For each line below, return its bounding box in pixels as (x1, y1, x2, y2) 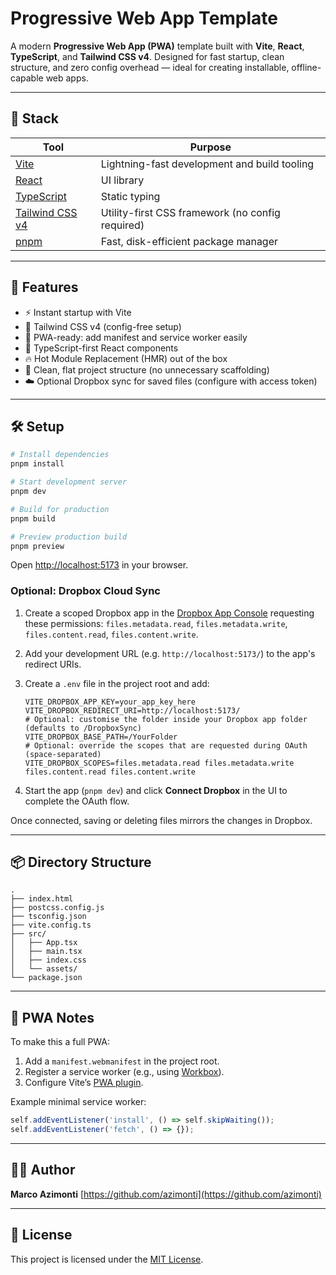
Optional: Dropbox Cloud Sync (10, 584, 161, 598)
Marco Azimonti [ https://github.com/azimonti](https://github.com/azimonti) (10, 1188, 322, 1200)
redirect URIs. (24, 658, 82, 670)
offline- (291, 61, 322, 73)
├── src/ (10, 929, 47, 939)
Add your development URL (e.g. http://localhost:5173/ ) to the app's (24, 647, 316, 659)
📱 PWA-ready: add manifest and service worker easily (24, 331, 248, 343)
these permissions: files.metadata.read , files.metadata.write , (24, 617, 288, 629)
